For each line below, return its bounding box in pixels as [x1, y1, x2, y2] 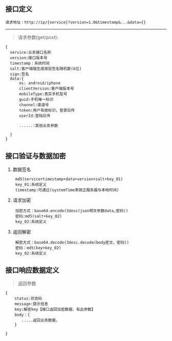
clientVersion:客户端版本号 [18, 86, 74, 91]
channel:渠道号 [18, 102, 49, 108]
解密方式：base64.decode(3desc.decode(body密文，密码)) [15, 240, 130, 245]
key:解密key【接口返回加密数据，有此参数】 [14, 307, 96, 312]
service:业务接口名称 [10, 50, 51, 55]
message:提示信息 [14, 302, 49, 307]
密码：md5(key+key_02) [15, 245, 61, 250]
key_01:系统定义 [15, 182, 47, 187]
